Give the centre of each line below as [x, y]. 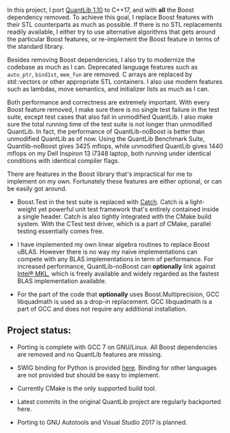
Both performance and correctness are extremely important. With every [108, 102]
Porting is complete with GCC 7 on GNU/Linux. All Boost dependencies [117, 347]
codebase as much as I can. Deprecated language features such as [102, 67]
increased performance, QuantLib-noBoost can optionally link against [116, 266]
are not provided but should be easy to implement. [88, 375]
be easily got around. [37, 189]
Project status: [39, 330]
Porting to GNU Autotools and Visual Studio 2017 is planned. [102, 422]
